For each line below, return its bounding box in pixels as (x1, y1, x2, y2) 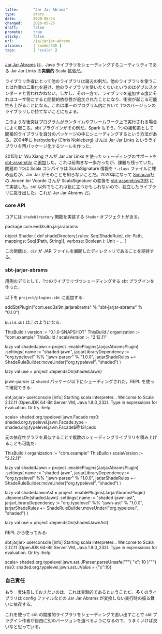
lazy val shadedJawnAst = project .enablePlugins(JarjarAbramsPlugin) (5, 490, 146, 496)
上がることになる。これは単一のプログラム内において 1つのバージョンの (13, 102, 156, 108)
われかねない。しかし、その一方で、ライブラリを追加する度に (30, 90, 153, 96)
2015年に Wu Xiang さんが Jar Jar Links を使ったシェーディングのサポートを (5, 153, 157, 159)
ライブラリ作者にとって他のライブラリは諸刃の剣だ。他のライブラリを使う (5, 78, 153, 84)
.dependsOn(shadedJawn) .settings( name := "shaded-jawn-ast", (5, 495, 135, 501)
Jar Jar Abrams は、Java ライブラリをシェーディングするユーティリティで (5, 62, 153, 67)
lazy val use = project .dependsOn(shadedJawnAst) (5, 520, 109, 526)
